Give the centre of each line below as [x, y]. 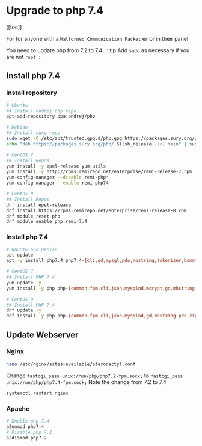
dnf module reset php [33, 216]
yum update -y [24, 283]
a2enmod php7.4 [25, 426]
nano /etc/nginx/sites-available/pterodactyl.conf [71, 364]
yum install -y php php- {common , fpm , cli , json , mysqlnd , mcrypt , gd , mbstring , [102, 288]
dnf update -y [24, 310]
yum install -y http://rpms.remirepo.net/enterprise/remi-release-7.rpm [99, 172]
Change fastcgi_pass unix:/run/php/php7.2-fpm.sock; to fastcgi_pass [95, 376]
